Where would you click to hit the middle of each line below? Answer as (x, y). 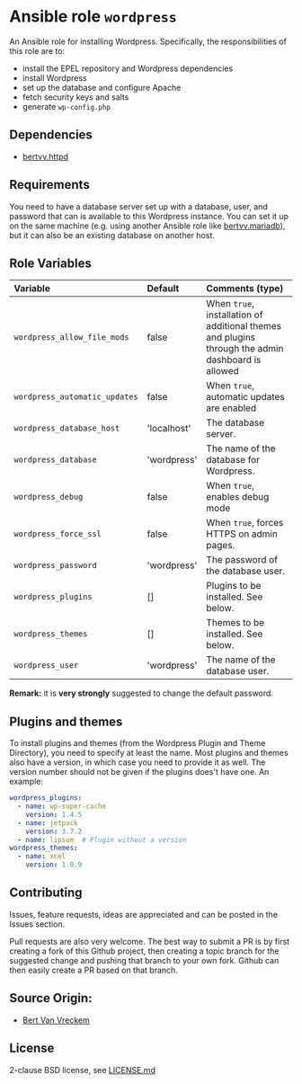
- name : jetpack (48, 823)
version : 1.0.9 (54, 865)
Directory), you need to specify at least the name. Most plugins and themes (149, 753)
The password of (242, 560)
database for (233, 460)
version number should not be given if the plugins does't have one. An (139, 772)
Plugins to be (234, 586)
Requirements (49, 185)
